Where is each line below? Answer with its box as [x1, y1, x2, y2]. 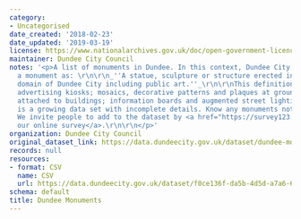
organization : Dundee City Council [9, 130, 142, 139]
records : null [9, 146, 63, 155]
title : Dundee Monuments [9, 196, 102, 206]
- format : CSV [9, 163, 63, 172]
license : [9, 46, 42, 55]
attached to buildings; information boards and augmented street [17, 96, 267, 105]
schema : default [9, 188, 70, 197]
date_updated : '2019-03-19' [9, 38, 115, 47]
